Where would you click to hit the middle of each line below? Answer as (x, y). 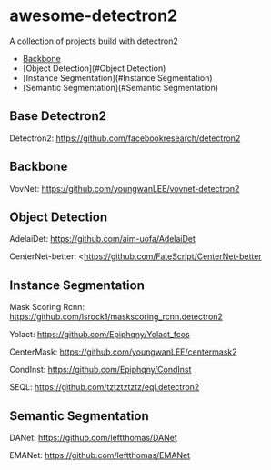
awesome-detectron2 (94, 16)
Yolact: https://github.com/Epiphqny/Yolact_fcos (100, 335)
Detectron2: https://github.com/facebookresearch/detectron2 (125, 138)
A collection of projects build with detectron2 (94, 41)
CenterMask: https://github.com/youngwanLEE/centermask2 (124, 352)
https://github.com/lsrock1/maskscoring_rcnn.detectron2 (116, 317)
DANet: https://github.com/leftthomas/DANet (93, 438)
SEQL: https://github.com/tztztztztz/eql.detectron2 (105, 387)
